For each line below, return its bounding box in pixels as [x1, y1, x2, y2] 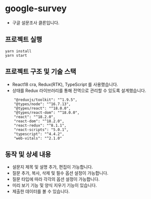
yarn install [5, 48, 32, 54]
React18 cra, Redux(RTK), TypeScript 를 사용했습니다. [12, 81, 118, 87]
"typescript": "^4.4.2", [14, 132, 65, 136]
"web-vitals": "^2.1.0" [14, 135, 63, 141]
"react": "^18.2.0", [14, 114, 56, 119]
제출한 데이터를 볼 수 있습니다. [12, 189, 70, 195]
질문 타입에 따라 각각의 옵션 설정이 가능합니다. [12, 177, 100, 182]
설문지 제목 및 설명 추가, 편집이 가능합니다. [12, 164, 93, 170]
